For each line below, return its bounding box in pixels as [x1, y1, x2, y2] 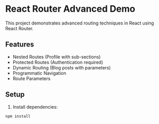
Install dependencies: [12, 104, 58, 110]
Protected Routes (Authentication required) [12, 59, 103, 65]
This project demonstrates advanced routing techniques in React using [5, 20, 154, 26]
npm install [5, 113, 31, 119]
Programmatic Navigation [12, 70, 66, 76]
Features [5, 40, 34, 49]
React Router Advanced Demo [5, 3, 136, 15]
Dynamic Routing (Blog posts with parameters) [12, 64, 111, 70]
